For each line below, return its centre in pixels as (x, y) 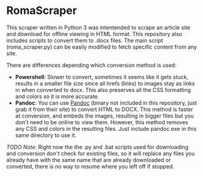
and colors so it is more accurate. (57, 96)
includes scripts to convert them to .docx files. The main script (85, 40)
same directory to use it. (46, 135)
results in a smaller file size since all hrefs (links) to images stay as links (105, 83)
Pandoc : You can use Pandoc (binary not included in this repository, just (106, 103)
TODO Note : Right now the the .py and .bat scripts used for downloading (98, 147)
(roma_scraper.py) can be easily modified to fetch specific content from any (101, 47)
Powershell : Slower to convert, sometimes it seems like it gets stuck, (102, 77)
